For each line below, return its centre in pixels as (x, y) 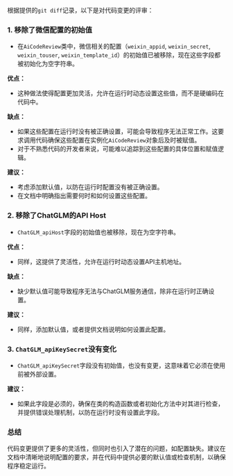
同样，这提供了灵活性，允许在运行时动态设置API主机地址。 (101, 261)
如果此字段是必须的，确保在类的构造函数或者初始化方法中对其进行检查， (120, 403)
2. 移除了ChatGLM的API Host (57, 215)
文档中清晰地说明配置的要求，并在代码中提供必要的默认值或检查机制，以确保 (116, 457)
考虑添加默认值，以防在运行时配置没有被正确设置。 (90, 187)
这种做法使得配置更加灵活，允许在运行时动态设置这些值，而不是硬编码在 (120, 93)
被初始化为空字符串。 (48, 64)
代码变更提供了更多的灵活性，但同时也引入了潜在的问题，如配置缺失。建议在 (116, 449)
